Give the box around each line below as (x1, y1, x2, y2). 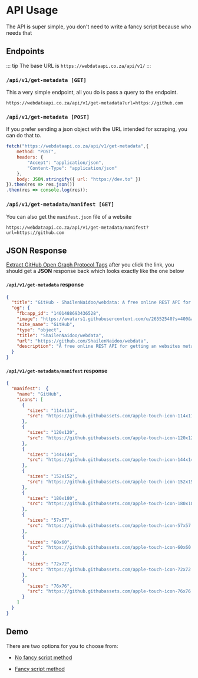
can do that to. (6, 132, 42, 139)
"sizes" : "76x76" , (27, 583, 72, 589)
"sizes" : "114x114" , (27, 407, 78, 413)
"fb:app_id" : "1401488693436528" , (16, 311, 101, 317)
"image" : (16, 316, 38, 322)
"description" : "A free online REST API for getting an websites (16, 343, 181, 350)
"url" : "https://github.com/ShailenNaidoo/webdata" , (16, 338, 149, 344)
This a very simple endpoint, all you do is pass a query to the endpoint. (6, 89, 178, 96)
